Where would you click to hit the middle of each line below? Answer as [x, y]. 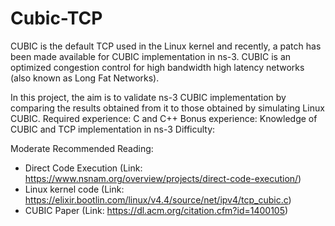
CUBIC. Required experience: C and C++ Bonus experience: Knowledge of [164, 118]
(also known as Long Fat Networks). [85, 78]
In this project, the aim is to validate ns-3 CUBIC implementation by [148, 97]
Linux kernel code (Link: [74, 189]
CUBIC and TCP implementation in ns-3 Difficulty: [113, 129]
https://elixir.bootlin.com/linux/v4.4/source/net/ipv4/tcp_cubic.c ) [158, 199]
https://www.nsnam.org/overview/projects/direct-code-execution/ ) [163, 178]
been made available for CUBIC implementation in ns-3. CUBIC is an [151, 56]
